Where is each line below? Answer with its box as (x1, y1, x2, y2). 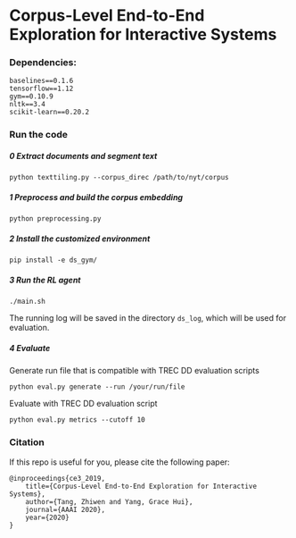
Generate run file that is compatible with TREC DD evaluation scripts (9, 366, 260, 376)
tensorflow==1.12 (9, 84, 74, 94)
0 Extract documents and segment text (9, 151, 158, 161)
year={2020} (25, 513, 70, 522)
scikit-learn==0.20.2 (9, 108, 90, 117)
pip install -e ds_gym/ (9, 256, 98, 265)
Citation (9, 436, 45, 449)
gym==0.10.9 (9, 92, 53, 101)
